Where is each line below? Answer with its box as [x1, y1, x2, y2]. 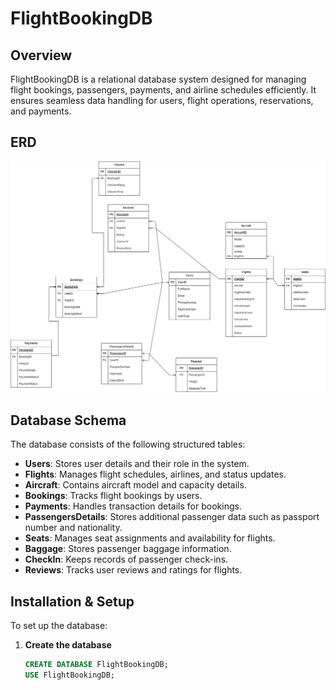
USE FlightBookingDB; [24, 670, 115, 680]
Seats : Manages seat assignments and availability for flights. [24, 532, 276, 544]
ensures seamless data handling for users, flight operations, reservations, [10, 95, 314, 106]
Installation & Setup [10, 593, 135, 610]
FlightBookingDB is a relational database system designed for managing [10, 73, 307, 85]
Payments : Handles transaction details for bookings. [24, 500, 242, 512]
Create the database [24, 639, 112, 651]
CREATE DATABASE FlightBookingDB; [24, 660, 169, 670]
